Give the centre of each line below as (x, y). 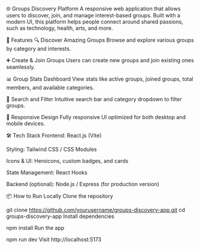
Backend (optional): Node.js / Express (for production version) (83, 184)
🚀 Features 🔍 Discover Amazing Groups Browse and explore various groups (100, 40)
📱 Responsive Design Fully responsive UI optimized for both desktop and (96, 117)
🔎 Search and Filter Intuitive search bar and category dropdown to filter (94, 99)
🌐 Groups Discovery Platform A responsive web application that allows (93, 9)
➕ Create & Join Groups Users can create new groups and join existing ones (100, 60)
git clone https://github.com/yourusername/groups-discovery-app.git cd (96, 210)
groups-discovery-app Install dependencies (60, 216)
